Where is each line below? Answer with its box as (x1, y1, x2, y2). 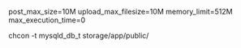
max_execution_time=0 (8, 15, 86, 25)
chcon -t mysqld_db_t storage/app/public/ (8, 31, 149, 40)
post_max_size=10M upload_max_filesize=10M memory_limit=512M (8, 7, 233, 16)
